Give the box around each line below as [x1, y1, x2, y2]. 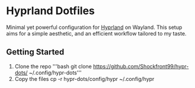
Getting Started [6, 47, 65, 57]
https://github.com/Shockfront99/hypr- [92, 63, 189, 70]
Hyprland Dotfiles [6, 4, 95, 18]
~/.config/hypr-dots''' [28, 69, 82, 76]
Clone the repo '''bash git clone [14, 63, 92, 70]
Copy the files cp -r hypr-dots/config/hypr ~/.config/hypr [14, 75, 155, 82]
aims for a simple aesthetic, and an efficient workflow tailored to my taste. [6, 30, 187, 37]
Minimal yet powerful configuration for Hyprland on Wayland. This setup [6, 24, 183, 31]
